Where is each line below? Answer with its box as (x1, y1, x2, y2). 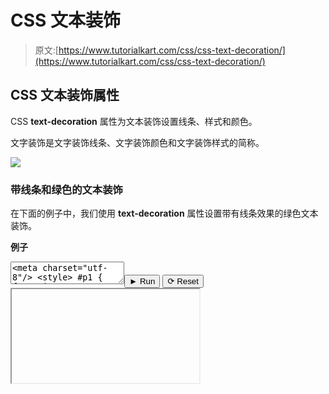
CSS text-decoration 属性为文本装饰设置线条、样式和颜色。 (10, 115, 258, 127)
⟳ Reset (167, 276, 199, 287)
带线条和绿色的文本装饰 (10, 182, 123, 196)
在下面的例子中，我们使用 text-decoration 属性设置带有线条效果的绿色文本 (10, 207, 319, 220)
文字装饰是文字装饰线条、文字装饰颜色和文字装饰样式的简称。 (10, 136, 265, 148)
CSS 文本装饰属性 (10, 87, 120, 104)
